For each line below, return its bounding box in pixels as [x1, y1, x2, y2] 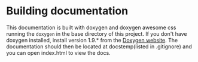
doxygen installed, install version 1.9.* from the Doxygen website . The [6, 36, 178, 44]
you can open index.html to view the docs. [6, 49, 111, 56]
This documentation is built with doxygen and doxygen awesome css [6, 24, 176, 31]
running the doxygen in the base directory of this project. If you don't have [6, 30, 187, 37]
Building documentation [6, 4, 129, 18]
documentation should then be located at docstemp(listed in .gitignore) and [6, 43, 193, 50]
